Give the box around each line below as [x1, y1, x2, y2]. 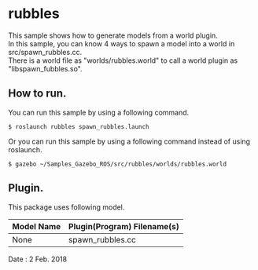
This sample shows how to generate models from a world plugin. [8, 31, 218, 40]
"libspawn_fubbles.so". [8, 64, 83, 73]
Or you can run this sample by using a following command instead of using [8, 137, 250, 146]
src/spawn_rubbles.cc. [8, 47, 83, 57]
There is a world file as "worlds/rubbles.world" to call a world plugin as [8, 56, 238, 65]
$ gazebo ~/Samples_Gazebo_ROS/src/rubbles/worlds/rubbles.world [8, 160, 227, 168]
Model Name [12, 221, 61, 232]
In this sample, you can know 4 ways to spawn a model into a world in [8, 38, 235, 48]
